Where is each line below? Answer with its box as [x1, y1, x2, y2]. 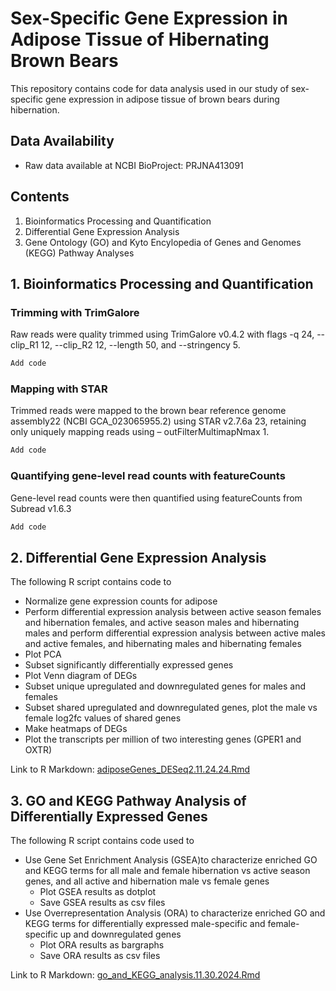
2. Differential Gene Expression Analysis [10, 549, 267, 566]
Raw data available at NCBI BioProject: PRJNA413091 [24, 159, 244, 171]
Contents [10, 188, 70, 206]
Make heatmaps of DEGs [24, 723, 128, 735]
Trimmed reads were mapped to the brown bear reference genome [10, 405, 287, 417]
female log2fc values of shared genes [24, 712, 182, 724]
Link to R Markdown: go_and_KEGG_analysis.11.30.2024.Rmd [10, 969, 261, 981]
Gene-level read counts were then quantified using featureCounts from [10, 492, 303, 504]
